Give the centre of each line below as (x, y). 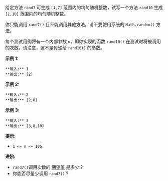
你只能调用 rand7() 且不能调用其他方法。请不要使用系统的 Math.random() (80, 24)
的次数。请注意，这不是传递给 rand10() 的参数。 (55, 48)
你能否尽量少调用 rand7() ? (40, 173)
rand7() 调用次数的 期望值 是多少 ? (47, 167)
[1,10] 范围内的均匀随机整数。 (37, 14)
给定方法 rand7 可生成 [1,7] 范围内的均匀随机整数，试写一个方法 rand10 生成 (84, 7)
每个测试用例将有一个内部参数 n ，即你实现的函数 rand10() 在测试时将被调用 (83, 41)
